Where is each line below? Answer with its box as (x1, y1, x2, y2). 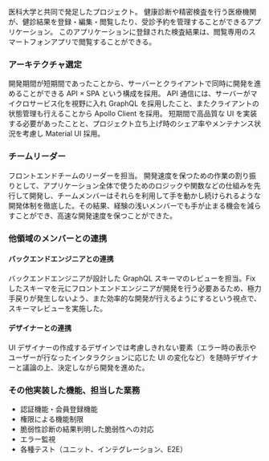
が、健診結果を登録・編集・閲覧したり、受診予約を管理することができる (8, 17, 247, 26)
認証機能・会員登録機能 (19, 404, 98, 414)
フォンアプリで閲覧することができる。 (29, 37, 157, 47)
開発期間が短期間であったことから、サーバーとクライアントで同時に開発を (8, 79, 255, 88)
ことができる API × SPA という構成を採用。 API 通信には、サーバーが (22, 89, 251, 99)
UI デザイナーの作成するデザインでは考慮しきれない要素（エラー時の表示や (8, 342, 257, 352)
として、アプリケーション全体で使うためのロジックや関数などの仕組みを (14, 180, 255, 190)
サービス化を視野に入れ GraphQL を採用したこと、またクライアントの (29, 99, 259, 108)
